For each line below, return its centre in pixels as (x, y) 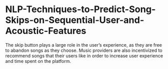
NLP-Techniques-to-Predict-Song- (81, 9)
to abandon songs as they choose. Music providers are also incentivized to (84, 50)
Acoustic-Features (46, 31)
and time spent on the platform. (38, 61)
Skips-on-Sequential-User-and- (75, 20)
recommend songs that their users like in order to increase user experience (84, 56)
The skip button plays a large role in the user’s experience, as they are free (84, 45)
